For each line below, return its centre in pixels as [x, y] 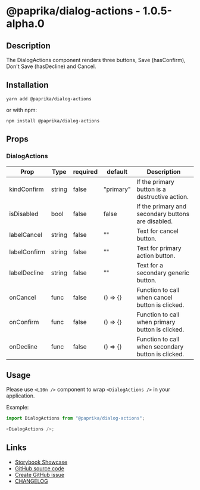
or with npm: [22, 110]
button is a [151, 189]
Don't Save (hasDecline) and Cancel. [51, 66]
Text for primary [159, 248]
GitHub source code [39, 468]
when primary [156, 322]
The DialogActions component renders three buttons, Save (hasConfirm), [96, 60]
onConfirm [24, 322]
